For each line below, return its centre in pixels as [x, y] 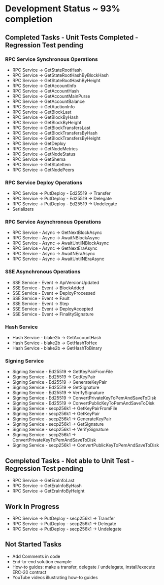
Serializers [23, 209]
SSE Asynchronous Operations [43, 271]
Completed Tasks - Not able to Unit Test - [70, 461]
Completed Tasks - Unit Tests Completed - [72, 37]
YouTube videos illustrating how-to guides [55, 577]
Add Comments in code [36, 556]
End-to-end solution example [42, 561]
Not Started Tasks [33, 544]
